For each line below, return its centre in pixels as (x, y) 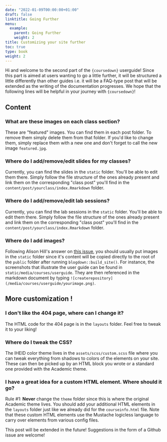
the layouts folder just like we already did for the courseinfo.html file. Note (82, 410)
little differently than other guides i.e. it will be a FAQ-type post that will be (81, 81)
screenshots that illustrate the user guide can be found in (64, 267)
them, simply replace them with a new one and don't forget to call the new (82, 143)
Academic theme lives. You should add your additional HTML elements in (80, 404)
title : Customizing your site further (45, 42)
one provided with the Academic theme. (46, 369)
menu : (11, 24)
